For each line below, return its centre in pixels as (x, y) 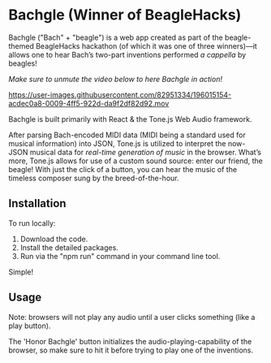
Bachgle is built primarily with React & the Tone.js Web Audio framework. (130, 119)
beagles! (23, 63)
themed (22, 45)
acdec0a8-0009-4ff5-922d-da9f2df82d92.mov (89, 103)
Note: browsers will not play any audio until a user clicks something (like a (132, 317)
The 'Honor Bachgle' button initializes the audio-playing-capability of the (130, 341)
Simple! (21, 272)
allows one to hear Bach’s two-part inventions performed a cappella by (127, 54)
